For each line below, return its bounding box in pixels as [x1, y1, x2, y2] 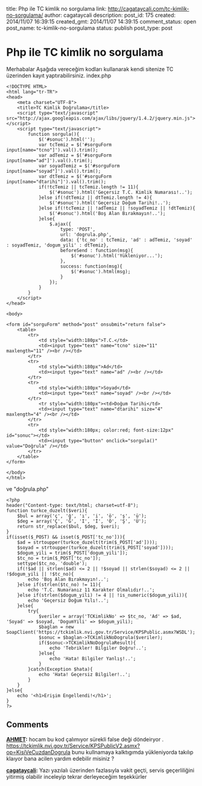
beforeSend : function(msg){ [60, 247, 134, 253]
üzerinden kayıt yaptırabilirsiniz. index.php [6, 72, 112, 79]
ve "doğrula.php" [6, 485, 49, 492]
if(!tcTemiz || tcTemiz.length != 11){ [38, 184, 139, 190]
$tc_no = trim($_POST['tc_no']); [17, 555, 101, 561]
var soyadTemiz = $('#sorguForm [38, 163, 120, 169]
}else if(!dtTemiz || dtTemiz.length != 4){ [38, 195, 153, 201]
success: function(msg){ [60, 263, 122, 269]
